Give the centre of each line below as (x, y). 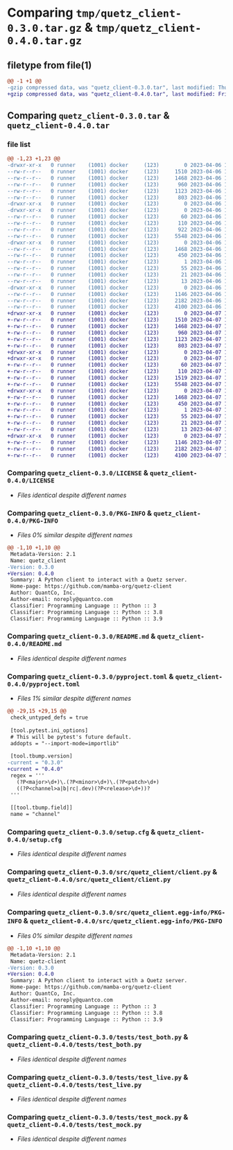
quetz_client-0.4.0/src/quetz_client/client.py (89, 880)
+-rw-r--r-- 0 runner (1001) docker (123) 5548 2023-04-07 (114, 384)
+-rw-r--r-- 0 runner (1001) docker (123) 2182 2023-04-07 (114, 448)
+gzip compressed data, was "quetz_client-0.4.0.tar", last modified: (111, 94)
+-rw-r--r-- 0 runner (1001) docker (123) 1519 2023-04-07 (114, 378)
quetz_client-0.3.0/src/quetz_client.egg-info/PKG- (136, 912)
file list (19, 144)
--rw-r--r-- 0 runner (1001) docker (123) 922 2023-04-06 (114, 229)
